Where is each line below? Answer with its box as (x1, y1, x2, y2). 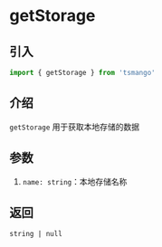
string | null (9, 230, 63, 239)
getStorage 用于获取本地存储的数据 (9, 121, 140, 132)
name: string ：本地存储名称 (22, 176, 128, 186)
